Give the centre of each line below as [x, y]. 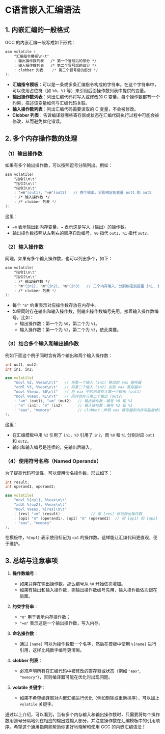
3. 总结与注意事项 [31, 560]
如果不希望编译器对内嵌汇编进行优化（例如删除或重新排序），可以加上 [89, 698]
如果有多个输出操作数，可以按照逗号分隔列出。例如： [59, 165]
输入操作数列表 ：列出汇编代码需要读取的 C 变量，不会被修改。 [75, 109]
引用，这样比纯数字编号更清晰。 [52, 650]
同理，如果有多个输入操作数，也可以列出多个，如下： [59, 259]
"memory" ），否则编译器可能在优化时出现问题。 [66, 677]
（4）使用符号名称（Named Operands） [53, 461]
